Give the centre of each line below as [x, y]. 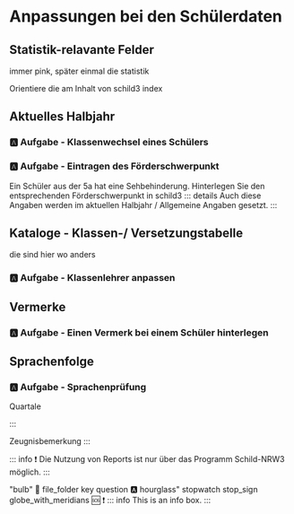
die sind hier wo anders [52, 255]
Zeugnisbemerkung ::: [50, 441]
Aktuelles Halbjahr [62, 117]
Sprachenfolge [52, 362]
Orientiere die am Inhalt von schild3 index [86, 88]
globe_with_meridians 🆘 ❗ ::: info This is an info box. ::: [110, 501]
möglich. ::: [30, 472]
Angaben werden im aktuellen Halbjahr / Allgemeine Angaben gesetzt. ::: [143, 205]
